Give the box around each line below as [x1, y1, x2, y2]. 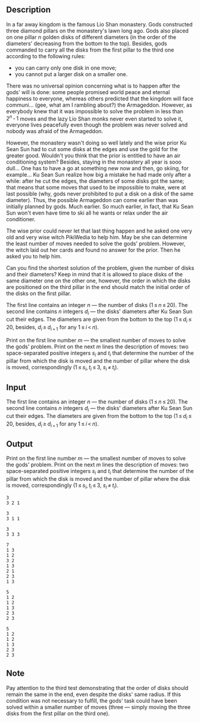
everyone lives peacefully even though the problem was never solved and [6, 121, 188, 128]
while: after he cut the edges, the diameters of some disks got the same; [6, 177, 184, 185]
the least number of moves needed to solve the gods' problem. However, [6, 240, 186, 248]
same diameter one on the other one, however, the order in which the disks [6, 277, 191, 284]
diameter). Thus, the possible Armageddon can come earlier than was [6, 197, 179, 204]
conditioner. [6, 216, 36, 223]
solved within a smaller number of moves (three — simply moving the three [6, 703, 191, 710]
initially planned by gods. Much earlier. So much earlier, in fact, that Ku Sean [6, 203, 194, 210]
